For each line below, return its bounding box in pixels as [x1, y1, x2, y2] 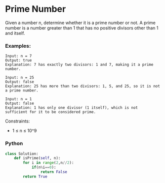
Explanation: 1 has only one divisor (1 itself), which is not [5, 105, 138, 110]
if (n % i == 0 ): [31, 165, 56, 170]
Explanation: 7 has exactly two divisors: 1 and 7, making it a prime [5, 62, 154, 67]
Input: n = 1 [5, 97, 32, 102]
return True [23, 174, 48, 179]
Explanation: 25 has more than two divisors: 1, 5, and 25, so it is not [5, 84, 161, 89]
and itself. [5, 30, 25, 36]
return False [40, 170, 68, 175]
